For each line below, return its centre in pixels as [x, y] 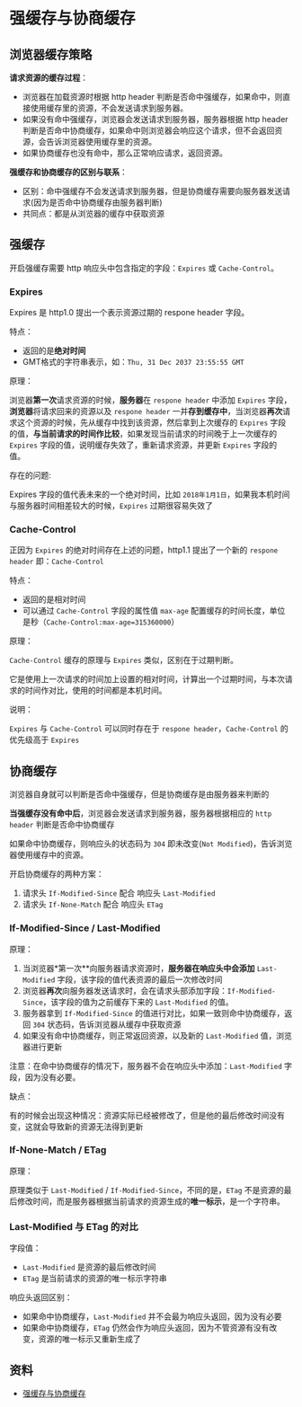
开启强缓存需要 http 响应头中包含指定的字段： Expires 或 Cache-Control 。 [144, 268]
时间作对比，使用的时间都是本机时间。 [96, 690]
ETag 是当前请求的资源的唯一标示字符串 [95, 1279]
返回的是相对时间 [54, 599]
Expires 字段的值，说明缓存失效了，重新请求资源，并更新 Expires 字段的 [143, 445]
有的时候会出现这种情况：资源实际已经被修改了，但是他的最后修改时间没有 [147, 1115]
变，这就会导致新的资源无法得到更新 [76, 1126]
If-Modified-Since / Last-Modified [85, 928]
